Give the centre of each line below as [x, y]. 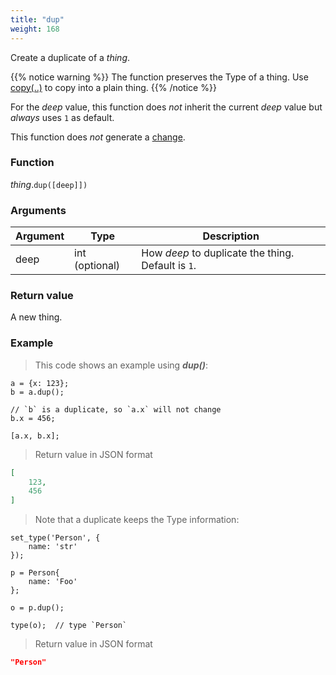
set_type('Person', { [55, 538]
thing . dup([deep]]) [49, 184]
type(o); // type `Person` [69, 626]
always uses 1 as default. [62, 117]
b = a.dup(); [37, 392]
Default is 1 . [169, 266]
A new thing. [36, 317]
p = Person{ [35, 573]
